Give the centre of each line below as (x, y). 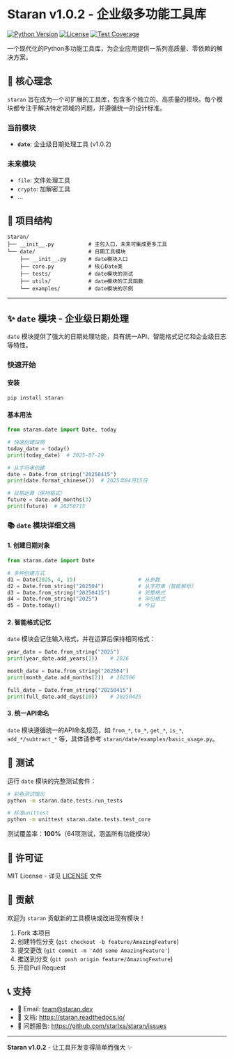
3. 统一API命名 (28, 713)
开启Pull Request (41, 968)
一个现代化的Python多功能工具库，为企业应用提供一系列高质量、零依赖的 (112, 48)
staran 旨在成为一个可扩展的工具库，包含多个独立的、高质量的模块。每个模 (115, 99)
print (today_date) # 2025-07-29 (56, 455)
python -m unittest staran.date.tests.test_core (79, 820)
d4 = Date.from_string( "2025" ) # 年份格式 (86, 599)
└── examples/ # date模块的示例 (77, 289)
